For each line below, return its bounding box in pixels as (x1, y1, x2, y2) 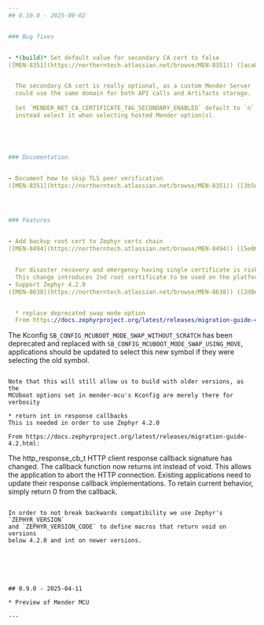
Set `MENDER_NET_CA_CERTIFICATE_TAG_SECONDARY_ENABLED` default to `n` (15, 104, 255, 112)
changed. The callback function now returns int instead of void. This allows (8, 462, 251, 472)
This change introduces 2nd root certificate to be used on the (15, 273, 230, 281)
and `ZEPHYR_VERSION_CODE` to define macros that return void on (8, 523, 226, 531)
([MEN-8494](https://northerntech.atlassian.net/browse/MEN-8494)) (8, 245, 234, 253)
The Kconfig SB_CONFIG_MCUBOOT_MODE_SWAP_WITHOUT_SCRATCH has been (8, 331, 233, 340)
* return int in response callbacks (8, 412, 128, 420)
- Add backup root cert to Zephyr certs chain (8, 238, 163, 246)
